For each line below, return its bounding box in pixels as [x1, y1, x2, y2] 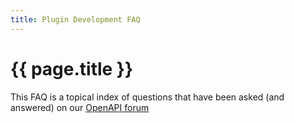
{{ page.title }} [10, 57, 134, 80]
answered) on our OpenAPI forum [10, 101, 150, 113]
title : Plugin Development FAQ [10, 14, 141, 25]
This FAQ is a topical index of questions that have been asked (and [10, 91, 285, 103]
